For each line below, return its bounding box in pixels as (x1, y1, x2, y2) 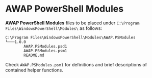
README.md (23, 53, 44, 58)
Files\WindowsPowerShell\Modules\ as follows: (5, 25, 103, 31)
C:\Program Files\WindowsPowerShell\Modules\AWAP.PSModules (5, 35, 136, 40)
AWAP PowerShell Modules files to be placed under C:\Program (5, 20, 140, 26)
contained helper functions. (5, 67, 64, 73)
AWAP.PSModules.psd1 (23, 44, 67, 49)
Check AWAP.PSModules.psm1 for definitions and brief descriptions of (5, 61, 147, 67)
